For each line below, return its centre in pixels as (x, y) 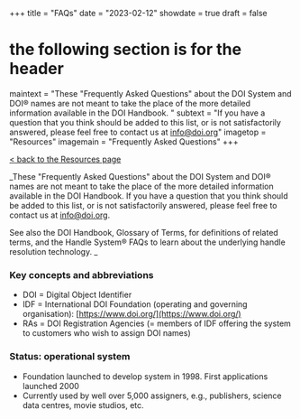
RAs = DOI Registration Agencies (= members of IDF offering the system (156, 323)
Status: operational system (70, 357)
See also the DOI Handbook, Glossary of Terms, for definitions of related (144, 232)
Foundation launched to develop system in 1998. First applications (145, 376)
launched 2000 (50, 386)
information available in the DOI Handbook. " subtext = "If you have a (137, 113)
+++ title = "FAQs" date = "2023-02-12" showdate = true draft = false (138, 13)
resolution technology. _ (54, 251)
